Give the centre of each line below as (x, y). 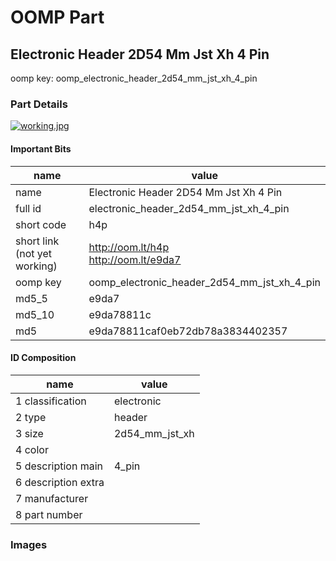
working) (36, 266)
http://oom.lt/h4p (129, 247)
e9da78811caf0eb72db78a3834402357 (188, 331)
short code (41, 224)
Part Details (39, 104)
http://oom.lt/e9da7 (135, 259)
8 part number (49, 514)
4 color (32, 449)
